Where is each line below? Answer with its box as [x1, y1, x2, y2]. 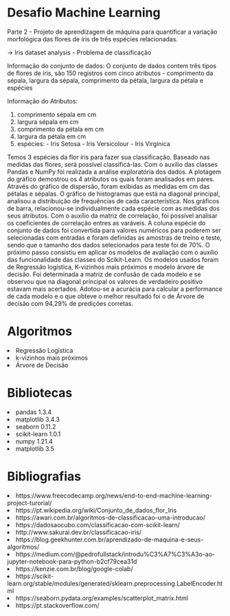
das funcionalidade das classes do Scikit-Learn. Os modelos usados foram [7, 255, 219, 263]
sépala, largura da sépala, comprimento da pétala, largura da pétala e [7, 76, 204, 84]
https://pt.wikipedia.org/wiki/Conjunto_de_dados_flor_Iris [16, 506, 177, 514]
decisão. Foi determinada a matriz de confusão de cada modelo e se [7, 270, 201, 278]
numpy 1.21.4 [16, 437, 53, 445]
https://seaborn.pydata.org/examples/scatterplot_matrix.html [16, 594, 189, 602]
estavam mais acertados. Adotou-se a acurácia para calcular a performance [7, 285, 223, 293]
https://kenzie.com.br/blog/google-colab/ [16, 564, 133, 573]
